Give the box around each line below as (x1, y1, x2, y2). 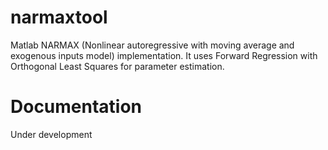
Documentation (10, 96, 143, 118)
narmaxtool (10, 6, 108, 29)
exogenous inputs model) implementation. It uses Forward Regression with (10, 49, 318, 61)
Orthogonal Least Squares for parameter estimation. (10, 60, 225, 72)
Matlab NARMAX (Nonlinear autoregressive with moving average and (10, 39, 295, 51)
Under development (10, 128, 93, 140)
